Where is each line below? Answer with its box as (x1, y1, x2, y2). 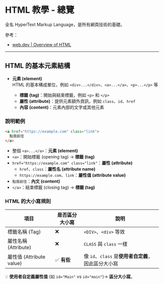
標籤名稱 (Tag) (7, 228, 41, 235)
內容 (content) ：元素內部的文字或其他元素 (19, 104, 104, 110)
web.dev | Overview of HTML (12, 42, 72, 47)
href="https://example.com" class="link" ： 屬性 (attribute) (12, 160, 133, 166)
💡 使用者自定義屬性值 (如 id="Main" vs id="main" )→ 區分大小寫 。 (5, 273, 135, 279)
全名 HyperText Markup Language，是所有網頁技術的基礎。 (5, 22, 125, 27)
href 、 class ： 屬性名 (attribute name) (19, 166, 96, 172)
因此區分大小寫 (83, 260, 118, 267)
